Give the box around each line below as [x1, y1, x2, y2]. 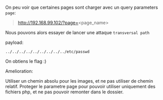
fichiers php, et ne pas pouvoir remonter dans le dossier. [5, 89, 124, 95]
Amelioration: [5, 68, 34, 74]
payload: [5, 39, 24, 45]
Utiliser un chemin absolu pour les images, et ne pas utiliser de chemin [5, 78, 153, 84]
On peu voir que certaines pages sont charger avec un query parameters [5, 5, 158, 10]
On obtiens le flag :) [5, 58, 47, 64]
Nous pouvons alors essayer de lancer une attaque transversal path [5, 30, 150, 35]
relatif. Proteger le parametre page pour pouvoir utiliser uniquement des [5, 84, 156, 89]
